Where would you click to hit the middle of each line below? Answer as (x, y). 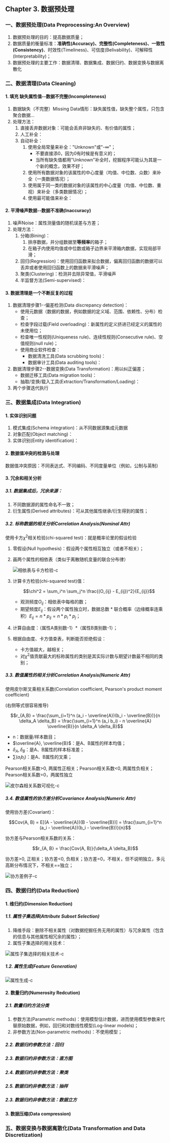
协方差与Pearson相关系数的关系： (41, 838)
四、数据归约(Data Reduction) (42, 891)
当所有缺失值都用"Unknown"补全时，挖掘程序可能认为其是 (96, 160)
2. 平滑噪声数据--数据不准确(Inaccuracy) (48, 211)
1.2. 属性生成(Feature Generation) (41, 966)
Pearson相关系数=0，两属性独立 (39, 775)
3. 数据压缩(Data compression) (38, 1113)
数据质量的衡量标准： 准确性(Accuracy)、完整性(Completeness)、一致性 (89, 43)
